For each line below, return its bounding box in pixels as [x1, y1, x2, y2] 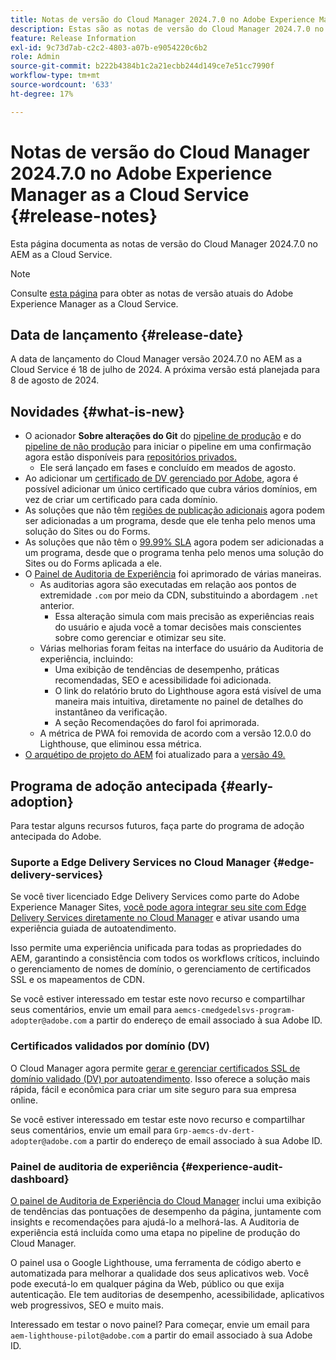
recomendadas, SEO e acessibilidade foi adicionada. [54, 674, 272, 686]
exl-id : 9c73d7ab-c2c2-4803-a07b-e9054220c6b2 [10, 42, 208, 53]
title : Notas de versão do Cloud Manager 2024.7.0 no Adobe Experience [10, 14, 315, 25]
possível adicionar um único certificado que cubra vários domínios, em [24, 483, 318, 495]
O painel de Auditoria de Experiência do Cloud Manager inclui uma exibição [10, 1194, 322, 1206]
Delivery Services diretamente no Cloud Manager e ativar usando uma [10, 912, 300, 924]
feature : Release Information [10, 33, 137, 43]
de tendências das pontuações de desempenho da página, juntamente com [10, 1205, 322, 1217]
